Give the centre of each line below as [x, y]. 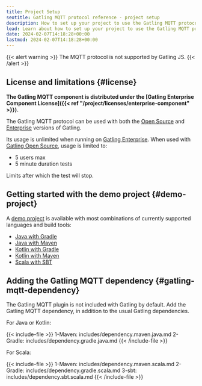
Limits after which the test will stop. [50, 175]
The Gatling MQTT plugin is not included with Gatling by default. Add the [96, 305]
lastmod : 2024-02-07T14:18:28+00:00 [52, 40]
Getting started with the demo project [78, 194]
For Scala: [19, 352]
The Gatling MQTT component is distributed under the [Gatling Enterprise [100, 96]
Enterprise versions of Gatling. [44, 128]
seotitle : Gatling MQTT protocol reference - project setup [83, 17]
